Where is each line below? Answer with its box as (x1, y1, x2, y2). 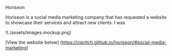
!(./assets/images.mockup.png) (5, 30, 72, 35)
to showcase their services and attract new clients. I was (5, 20, 125, 25)
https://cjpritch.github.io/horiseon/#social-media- (61, 39, 167, 45)
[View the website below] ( (5, 39, 62, 45)
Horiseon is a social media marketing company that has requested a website (5, 14, 167, 20)
